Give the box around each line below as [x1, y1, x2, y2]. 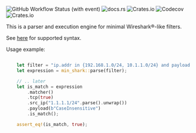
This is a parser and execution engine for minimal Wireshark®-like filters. [6, 23, 182, 30]
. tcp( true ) [27, 94, 54, 101]
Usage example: [6, 46, 46, 53]
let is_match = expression [16, 84, 83, 90]
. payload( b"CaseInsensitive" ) [27, 105, 101, 111]
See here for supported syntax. [6, 35, 82, 41]
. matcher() [27, 89, 54, 95]
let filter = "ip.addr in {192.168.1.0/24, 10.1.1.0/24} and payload [16, 62, 191, 68]
